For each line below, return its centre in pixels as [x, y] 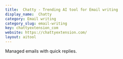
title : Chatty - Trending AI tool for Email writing [62, 10]
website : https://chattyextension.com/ [46, 32]
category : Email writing [31, 19]
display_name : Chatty [28, 14]
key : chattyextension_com [32, 28]
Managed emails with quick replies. [41, 51]
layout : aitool [21, 37]
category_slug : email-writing [36, 23]
